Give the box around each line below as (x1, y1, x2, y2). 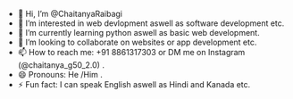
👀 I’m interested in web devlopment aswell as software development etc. (17, 18, 285, 29)
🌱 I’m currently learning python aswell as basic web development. (17, 28, 261, 37)
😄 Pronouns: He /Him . (17, 70, 103, 79)
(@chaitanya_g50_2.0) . (17, 60, 105, 70)
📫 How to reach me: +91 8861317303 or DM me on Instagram (17, 47, 246, 57)
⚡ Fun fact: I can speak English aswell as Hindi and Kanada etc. (17, 79, 251, 89)
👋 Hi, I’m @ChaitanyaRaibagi (17, 9, 123, 19)
